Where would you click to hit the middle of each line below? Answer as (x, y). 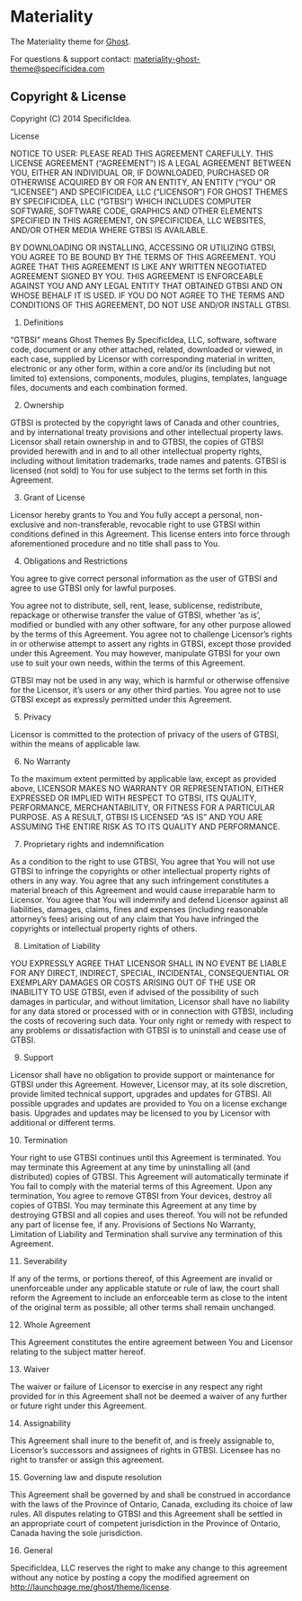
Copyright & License (68, 97)
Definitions (43, 322)
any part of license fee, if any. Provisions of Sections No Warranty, (133, 1224)
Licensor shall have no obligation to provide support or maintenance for (142, 1074)
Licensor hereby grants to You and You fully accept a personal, (127, 514)
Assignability (47, 1423)
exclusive (28, 524)
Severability (45, 1261)
